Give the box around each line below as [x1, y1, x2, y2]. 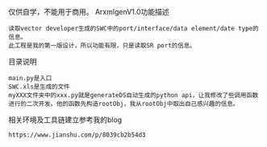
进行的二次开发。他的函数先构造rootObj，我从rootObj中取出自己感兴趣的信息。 [8, 100, 240, 108]
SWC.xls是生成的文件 [8, 83, 70, 91]
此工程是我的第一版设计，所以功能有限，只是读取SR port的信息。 [8, 42, 196, 50]
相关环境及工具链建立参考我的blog [8, 115, 123, 125]
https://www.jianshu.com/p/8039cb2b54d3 [8, 131, 147, 139]
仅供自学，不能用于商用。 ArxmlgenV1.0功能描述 [8, 7, 169, 16]
